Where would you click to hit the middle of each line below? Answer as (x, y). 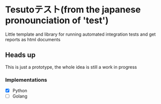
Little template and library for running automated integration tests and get (80, 34)
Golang (20, 96)
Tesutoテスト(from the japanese (73, 10)
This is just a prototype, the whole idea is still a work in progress (71, 67)
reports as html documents (33, 39)
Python (20, 91)
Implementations (26, 80)
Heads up (20, 55)
